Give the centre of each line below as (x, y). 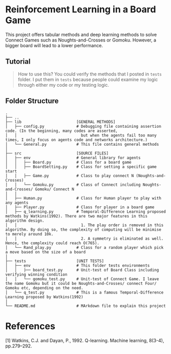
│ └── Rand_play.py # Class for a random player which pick (84, 247)
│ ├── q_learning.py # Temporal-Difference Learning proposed (86, 211)
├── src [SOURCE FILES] (57, 153)
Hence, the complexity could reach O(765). (52, 243)
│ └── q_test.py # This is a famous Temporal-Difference (84, 292)
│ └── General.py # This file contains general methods (82, 144)
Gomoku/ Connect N (55, 189)
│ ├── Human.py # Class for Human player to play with (83, 198)
